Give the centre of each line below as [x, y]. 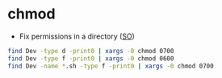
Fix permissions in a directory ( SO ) [77, 36]
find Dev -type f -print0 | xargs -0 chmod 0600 [91, 58]
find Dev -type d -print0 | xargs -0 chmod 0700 [91, 51]
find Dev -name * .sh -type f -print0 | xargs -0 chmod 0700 [111, 66]
